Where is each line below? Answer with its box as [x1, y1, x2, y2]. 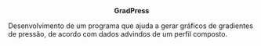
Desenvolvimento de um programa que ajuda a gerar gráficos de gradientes [8, 21, 253, 30]
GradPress [114, 6, 150, 15]
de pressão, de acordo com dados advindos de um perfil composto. [8, 30, 228, 38]
